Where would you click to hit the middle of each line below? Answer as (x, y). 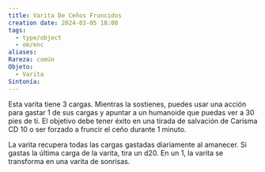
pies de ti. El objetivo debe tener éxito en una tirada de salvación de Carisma (133, 121)
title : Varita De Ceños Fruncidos (65, 15)
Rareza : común (32, 60)
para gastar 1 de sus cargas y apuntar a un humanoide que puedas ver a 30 (131, 112)
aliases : (23, 52)
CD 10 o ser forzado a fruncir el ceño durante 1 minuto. (97, 129)
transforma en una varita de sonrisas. (69, 161)
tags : (17, 30)
